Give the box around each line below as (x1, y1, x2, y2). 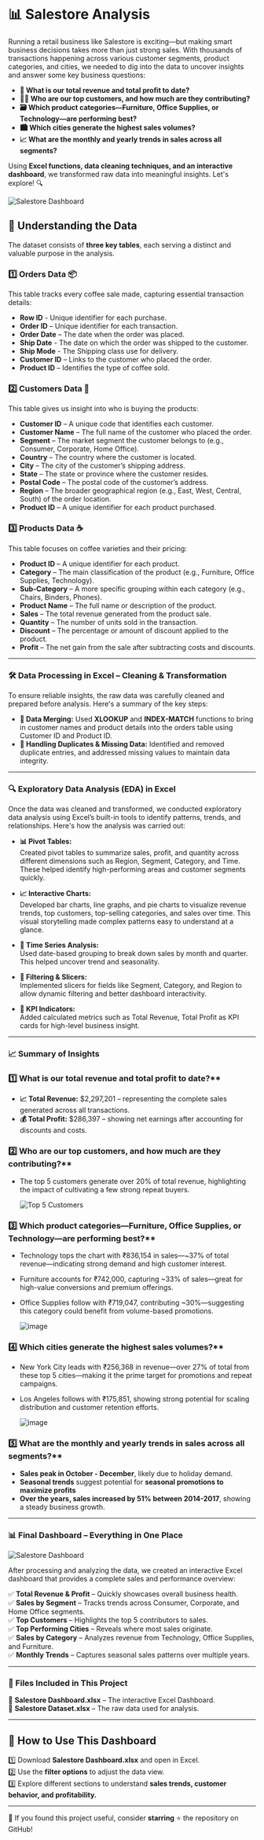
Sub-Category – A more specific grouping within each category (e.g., (19, 584, 246, 593)
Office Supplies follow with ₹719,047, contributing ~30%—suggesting (19, 1298, 245, 1308)
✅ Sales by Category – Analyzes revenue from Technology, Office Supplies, (8, 1632, 255, 1642)
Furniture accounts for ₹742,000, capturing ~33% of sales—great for (19, 1274, 244, 1284)
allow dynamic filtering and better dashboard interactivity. (19, 989, 207, 998)
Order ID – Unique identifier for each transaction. (19, 321, 178, 331)
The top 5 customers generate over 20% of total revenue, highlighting (19, 1176, 246, 1186)
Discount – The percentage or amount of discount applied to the (19, 626, 229, 635)
